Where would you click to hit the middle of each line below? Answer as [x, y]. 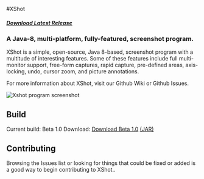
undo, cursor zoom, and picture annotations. [83, 71]
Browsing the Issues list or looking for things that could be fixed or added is [101, 163]
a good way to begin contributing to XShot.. [61, 169]
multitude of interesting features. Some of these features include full [92, 59]
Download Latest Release [40, 23]
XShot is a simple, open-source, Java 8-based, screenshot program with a [100, 52]
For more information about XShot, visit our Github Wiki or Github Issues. [97, 83]
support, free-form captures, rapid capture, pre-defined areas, [106, 65]
